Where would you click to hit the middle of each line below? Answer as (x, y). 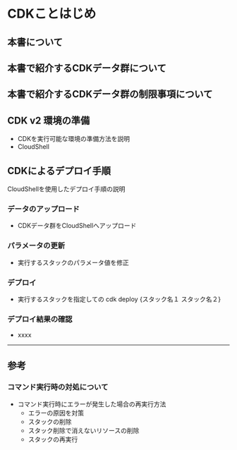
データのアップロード (43, 209)
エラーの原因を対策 (56, 413)
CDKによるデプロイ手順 (59, 170)
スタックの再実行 (53, 439)
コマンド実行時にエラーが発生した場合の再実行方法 (92, 404)
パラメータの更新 (36, 245)
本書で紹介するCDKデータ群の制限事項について (110, 94)
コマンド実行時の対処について (58, 387)
